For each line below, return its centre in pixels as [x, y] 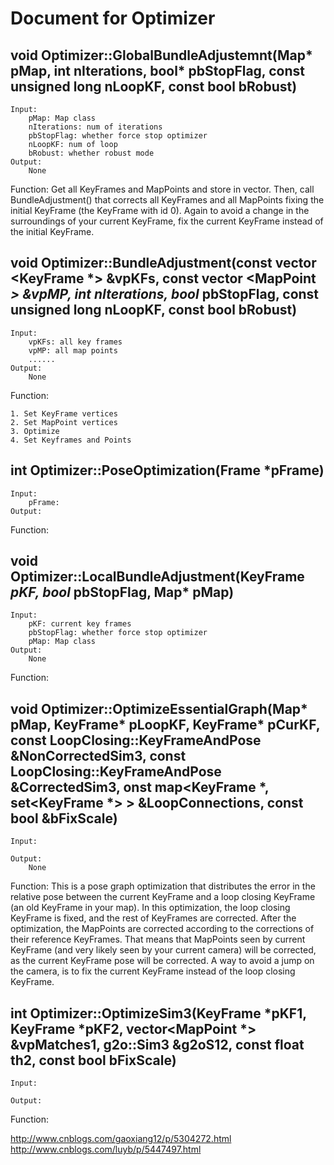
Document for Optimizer [113, 18]
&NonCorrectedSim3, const [98, 755]
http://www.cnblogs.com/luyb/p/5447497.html [106, 1149]
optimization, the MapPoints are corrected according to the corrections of [162, 929]
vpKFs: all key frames [75, 342]
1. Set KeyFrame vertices [64, 413]
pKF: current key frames [80, 624]
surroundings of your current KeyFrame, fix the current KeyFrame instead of [167, 221]
